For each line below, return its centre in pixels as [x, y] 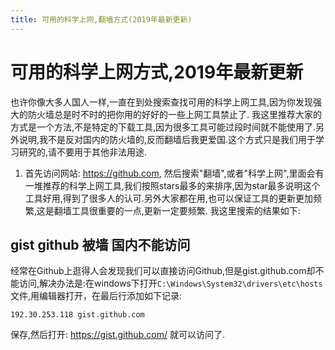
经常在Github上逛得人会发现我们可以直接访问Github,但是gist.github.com [158, 271]
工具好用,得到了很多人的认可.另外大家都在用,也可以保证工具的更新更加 [168, 198]
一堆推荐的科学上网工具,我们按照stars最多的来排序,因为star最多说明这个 [172, 185]
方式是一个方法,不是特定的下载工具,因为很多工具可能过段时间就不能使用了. [163, 127]
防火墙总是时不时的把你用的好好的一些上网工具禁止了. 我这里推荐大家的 [174, 114]
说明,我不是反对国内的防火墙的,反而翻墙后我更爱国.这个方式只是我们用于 [167, 139]
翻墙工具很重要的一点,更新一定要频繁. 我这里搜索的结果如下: [177, 210]
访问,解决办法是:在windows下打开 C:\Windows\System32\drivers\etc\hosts [170, 283]
